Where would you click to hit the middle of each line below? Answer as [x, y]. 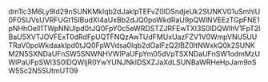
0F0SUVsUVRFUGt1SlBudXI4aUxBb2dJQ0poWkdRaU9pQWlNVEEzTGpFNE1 [134, 20]
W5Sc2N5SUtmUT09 [43, 70]
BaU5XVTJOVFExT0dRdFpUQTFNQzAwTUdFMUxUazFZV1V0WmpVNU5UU [133, 37]
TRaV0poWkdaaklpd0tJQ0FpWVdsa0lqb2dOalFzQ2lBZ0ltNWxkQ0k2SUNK [132, 45]
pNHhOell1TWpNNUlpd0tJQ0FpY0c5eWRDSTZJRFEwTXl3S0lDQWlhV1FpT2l [134, 28]
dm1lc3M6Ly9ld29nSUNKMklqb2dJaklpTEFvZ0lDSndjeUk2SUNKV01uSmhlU [134, 12]
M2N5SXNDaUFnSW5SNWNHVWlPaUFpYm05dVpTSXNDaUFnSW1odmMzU [134, 54]
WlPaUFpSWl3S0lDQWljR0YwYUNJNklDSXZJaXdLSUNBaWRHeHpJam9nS [133, 62]
